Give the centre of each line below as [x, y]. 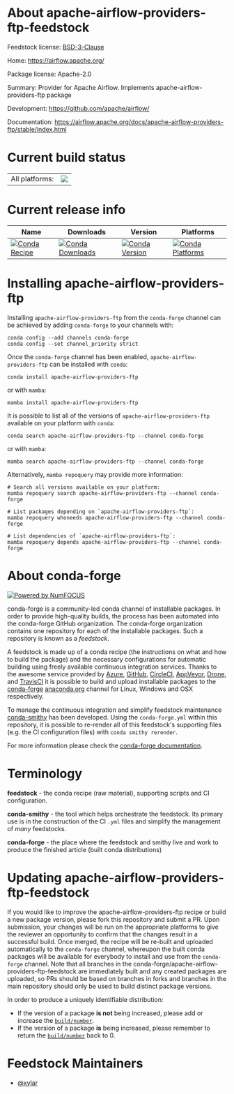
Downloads [87, 231]
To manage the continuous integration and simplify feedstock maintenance [115, 710]
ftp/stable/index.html [37, 129]
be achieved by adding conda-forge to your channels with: [91, 325]
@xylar [28, 1083]
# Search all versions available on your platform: [84, 487]
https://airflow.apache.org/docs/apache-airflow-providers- [139, 122]
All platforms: [32, 178]
